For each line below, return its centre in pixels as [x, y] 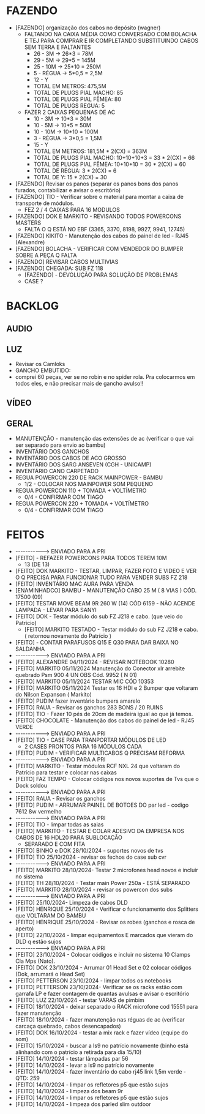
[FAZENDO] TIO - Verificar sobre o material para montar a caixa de [99, 196]
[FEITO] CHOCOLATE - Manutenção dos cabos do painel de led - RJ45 [105, 720]
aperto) [24, 929]
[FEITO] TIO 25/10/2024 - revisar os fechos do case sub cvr [91, 857]
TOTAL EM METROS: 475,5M [70, 86]
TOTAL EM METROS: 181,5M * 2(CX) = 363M [90, 151]
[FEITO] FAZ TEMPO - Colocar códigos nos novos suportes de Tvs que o [107, 779]
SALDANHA [30, 649]
